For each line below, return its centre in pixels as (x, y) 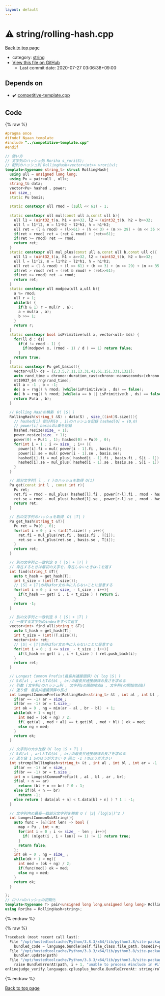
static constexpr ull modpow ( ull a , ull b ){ (55, 289)
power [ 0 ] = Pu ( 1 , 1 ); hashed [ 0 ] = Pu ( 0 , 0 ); (62, 440)
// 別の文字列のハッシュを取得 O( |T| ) (47, 517)
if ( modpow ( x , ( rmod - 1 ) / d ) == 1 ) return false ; (78, 348)
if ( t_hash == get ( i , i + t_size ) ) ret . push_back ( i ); (78, 654)
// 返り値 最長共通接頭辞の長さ (39, 690)
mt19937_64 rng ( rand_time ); (42, 380)
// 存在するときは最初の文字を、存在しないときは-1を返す (61, 567)
